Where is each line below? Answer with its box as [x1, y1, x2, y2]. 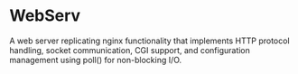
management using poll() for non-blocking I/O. [9, 54, 182, 65]
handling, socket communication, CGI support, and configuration [9, 44, 251, 55]
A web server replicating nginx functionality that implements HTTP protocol [9, 35, 291, 46]
